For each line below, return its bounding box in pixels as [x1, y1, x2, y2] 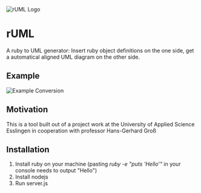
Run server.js [15, 180, 48, 187]
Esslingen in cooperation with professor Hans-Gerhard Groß [6, 127, 156, 134]
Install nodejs [15, 173, 48, 181]
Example [6, 71, 40, 81]
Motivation [6, 105, 48, 115]
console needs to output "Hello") [15, 167, 97, 174]
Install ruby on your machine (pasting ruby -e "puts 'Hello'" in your [15, 160, 181, 168]
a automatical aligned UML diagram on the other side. [6, 53, 140, 61]
